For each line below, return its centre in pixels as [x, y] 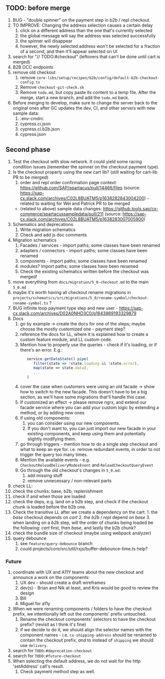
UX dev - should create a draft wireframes [63, 582]
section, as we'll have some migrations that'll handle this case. [83, 397]
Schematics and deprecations [43, 224]
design [27, 593]
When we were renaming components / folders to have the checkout [82, 609]
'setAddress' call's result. [38, 666]
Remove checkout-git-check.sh [52, 87]
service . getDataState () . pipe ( [58, 359]
